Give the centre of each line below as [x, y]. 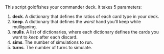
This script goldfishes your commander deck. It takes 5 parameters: [73, 7]
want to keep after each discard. [45, 37]
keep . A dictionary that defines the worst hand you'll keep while [76, 22]
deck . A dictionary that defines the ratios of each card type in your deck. [86, 16]
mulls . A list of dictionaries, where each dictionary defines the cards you [85, 32]
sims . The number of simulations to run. [52, 42]
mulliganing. [24, 27]
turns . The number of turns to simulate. [52, 47]
